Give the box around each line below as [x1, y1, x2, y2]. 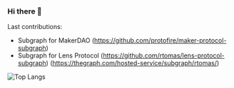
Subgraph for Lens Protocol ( [17, 51, 103, 60]
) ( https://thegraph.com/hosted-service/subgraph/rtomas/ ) [46, 59, 220, 67]
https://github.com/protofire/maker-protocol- [93, 36, 227, 45]
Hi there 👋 [7, 6, 43, 16]
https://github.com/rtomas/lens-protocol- [103, 51, 225, 60]
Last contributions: [7, 23, 63, 31]
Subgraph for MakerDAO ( [17, 36, 95, 45]
